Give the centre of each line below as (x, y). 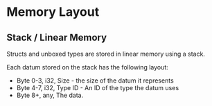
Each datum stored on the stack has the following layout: (88, 67)
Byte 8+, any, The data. (50, 95)
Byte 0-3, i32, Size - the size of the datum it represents (95, 81)
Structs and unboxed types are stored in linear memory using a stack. (106, 54)
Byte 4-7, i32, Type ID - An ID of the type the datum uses (98, 88)
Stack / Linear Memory (57, 38)
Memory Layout (53, 12)
